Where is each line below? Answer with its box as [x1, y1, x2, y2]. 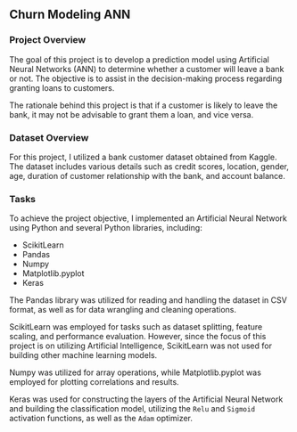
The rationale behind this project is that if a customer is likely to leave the [9, 100, 278, 110]
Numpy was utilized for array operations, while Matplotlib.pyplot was [9, 367, 261, 378]
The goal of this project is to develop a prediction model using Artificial [9, 53, 269, 65]
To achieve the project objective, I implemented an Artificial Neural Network [9, 213, 287, 224]
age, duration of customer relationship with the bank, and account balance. [9, 170, 285, 181]
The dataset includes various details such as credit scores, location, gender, [9, 160, 290, 172]
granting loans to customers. [9, 82, 115, 93]
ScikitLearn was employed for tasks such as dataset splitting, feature [9, 322, 263, 332]
